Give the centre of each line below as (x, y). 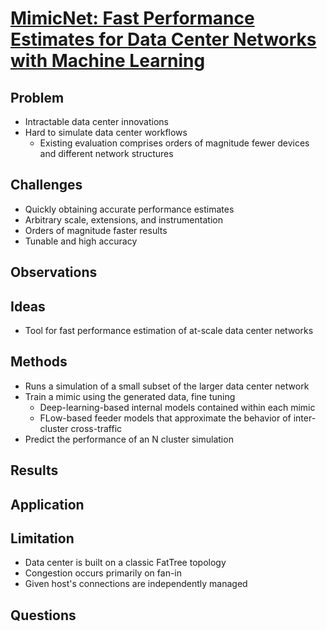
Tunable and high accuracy (81, 241)
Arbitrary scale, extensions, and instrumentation (123, 219)
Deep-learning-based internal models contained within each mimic (177, 407)
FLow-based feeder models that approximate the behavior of (165, 418)
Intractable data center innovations (96, 121)
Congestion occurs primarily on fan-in (103, 573)
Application (47, 504)
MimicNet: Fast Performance (132, 18)
